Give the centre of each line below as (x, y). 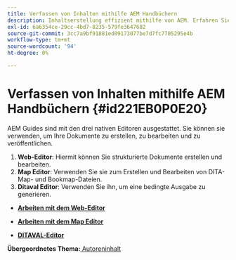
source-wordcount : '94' (42, 46)
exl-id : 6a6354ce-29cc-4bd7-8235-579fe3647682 (77, 27)
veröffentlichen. (30, 143)
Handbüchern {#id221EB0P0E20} (107, 109)
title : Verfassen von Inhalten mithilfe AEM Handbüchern (92, 14)
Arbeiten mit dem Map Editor (60, 221)
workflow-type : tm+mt (39, 40)
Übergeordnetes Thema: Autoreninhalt (64, 248)
